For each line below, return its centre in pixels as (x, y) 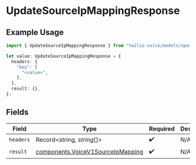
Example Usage (35, 32)
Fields (17, 112)
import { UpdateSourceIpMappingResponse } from (65, 45)
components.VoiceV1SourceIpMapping (90, 152)
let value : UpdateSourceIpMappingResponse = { (64, 56)
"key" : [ (27, 67)
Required (162, 128)
